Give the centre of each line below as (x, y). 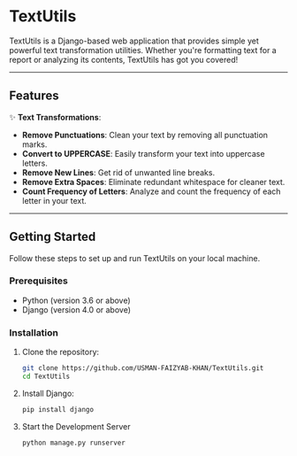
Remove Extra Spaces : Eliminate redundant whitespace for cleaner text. (153, 182)
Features (34, 96)
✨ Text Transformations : (55, 117)
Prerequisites (38, 281)
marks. (34, 144)
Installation (34, 332)
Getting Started (53, 237)
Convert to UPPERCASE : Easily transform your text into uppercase (143, 153)
